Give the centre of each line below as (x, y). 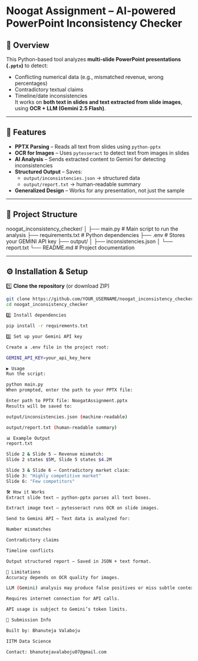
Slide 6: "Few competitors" (41, 481)
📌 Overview (28, 45)
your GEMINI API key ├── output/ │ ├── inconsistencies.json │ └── (90, 241)
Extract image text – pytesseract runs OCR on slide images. (83, 508)
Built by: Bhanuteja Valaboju (43, 630)
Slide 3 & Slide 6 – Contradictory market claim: (68, 471)
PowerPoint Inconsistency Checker (94, 23)
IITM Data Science (29, 641)
